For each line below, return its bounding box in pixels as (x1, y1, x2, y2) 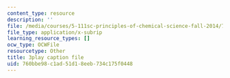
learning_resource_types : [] (7, 35, 90, 42)
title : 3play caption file (7, 54, 84, 61)
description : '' (7, 16, 53, 23)
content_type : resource (7, 9, 75, 17)
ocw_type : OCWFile (7, 41, 60, 48)
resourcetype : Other (7, 48, 66, 55)
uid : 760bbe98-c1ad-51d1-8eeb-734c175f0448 (7, 60, 133, 67)
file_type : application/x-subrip (7, 28, 103, 36)
